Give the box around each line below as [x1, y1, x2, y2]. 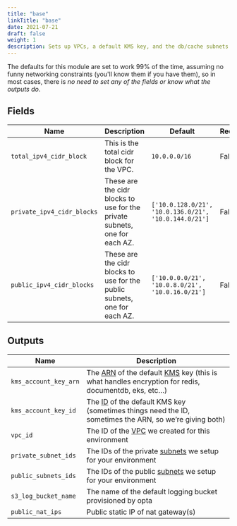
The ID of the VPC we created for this [86, 426, 210, 436]
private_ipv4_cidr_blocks [11, 207, 98, 216]
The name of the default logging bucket [86, 487, 217, 496]
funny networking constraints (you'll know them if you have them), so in [7, 70, 217, 78]
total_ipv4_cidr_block [11, 152, 87, 160]
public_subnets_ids [11, 472, 76, 479]
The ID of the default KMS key [86, 396, 186, 406]
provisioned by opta [86, 495, 153, 505]
